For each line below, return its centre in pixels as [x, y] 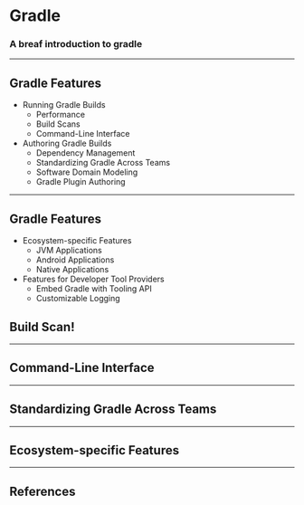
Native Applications [72, 270]
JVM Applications [69, 251]
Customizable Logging [78, 299]
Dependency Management [85, 153]
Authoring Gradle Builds [67, 143]
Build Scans [58, 124]
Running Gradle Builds [64, 105]
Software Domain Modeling [87, 172]
